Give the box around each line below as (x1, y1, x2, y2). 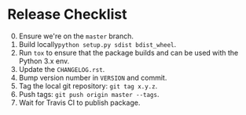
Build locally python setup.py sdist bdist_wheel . (18, 39, 177, 49)
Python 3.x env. (18, 56, 70, 66)
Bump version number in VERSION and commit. (18, 73, 167, 82)
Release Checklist (7, 5, 127, 23)
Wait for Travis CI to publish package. (18, 98, 141, 107)
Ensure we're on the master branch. (18, 31, 134, 41)
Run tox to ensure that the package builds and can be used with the (18, 48, 239, 57)
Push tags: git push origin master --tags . (18, 89, 160, 99)
